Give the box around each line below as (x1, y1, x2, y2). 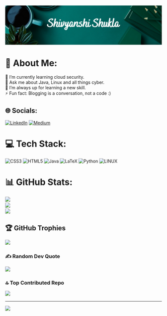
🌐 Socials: (5, 107, 38, 115)
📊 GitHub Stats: (5, 176, 73, 187)
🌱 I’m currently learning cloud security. (5, 74, 84, 80)
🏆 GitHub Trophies (5, 224, 66, 232)
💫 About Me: (5, 58, 58, 69)
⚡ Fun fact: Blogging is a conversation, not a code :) (5, 90, 111, 96)
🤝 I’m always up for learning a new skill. (5, 84, 86, 90)
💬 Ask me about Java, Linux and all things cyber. (5, 79, 104, 85)
